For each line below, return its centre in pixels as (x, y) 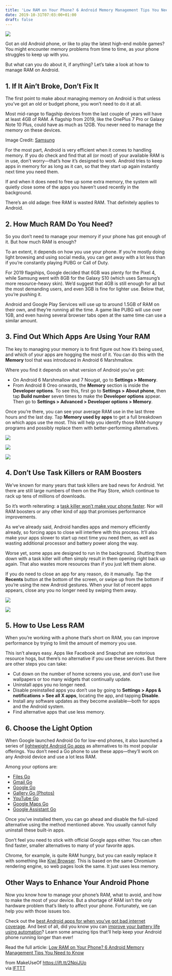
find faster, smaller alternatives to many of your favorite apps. (70, 845)
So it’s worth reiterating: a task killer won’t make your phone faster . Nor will (84, 506)
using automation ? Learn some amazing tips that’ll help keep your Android (83, 932)
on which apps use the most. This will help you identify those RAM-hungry (84, 422)
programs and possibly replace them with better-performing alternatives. (82, 428)
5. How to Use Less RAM (45, 626)
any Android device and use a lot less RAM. (51, 757)
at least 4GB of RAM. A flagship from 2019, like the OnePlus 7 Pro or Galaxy (85, 119)
